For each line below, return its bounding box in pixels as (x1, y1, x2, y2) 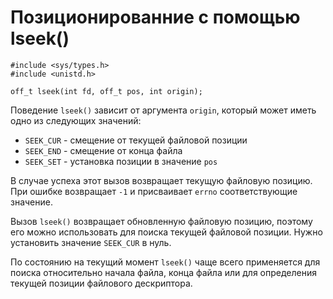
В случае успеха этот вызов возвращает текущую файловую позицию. (10, 174, 313, 186)
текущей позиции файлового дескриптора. (10, 277, 193, 289)
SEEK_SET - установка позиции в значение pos (24, 155, 218, 167)
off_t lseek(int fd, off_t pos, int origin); (10, 86, 203, 96)
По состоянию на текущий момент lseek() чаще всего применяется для (10, 256, 321, 268)
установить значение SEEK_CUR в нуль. (10, 236, 172, 248)
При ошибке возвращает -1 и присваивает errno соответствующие (10, 185, 298, 197)
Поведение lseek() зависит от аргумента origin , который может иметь (10, 104, 317, 116)
